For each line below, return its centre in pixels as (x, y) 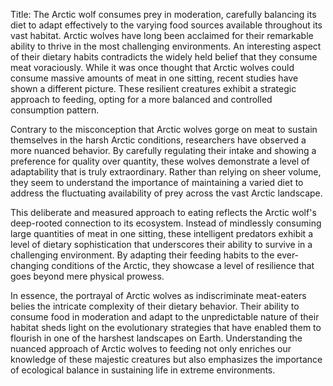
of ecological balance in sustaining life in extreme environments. (143, 370)
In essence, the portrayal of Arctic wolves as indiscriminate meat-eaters (158, 295)
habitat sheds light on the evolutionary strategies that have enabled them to (166, 327)
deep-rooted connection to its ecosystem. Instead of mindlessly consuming (166, 223)
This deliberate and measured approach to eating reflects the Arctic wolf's (163, 212)
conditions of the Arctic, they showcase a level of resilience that (183, 265)
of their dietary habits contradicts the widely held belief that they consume (164, 57)
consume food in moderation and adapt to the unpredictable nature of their (165, 317)
